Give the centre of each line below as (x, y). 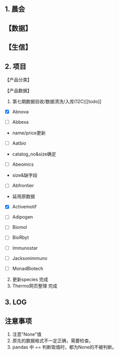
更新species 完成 (30, 279)
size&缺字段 (25, 175)
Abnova (21, 111)
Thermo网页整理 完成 (35, 286)
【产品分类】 (18, 80)
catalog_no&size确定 (34, 154)
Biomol (19, 227)
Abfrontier (23, 186)
